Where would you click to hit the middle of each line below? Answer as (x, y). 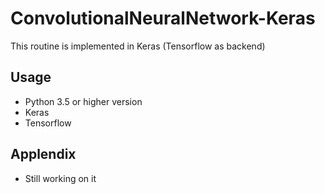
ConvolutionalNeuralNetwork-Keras (163, 18)
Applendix (43, 154)
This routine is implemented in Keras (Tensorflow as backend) (138, 46)
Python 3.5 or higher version (83, 101)
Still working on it (60, 178)
